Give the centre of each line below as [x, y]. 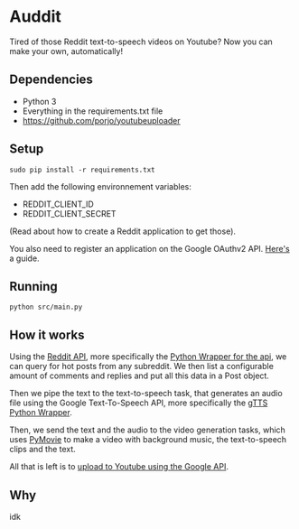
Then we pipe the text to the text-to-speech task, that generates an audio [146, 394]
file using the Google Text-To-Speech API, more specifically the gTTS [139, 403]
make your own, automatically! [66, 51]
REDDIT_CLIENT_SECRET [69, 213]
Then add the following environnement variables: [101, 186]
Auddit [35, 17]
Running [34, 286]
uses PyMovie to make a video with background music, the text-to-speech [148, 440]
